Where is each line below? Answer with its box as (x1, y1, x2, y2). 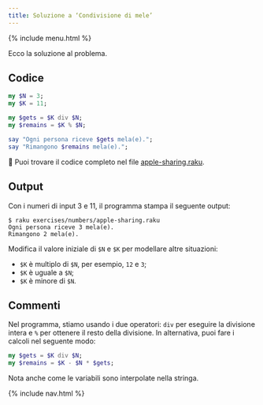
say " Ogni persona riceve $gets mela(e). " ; (8, 135, 154, 143)
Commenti (8, 298, 61, 312)
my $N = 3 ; (8, 92, 44, 100)
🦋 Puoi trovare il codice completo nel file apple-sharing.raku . (8, 157, 205, 167)
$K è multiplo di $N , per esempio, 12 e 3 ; (19, 259, 147, 268)
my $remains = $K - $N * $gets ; (8, 359, 114, 367)
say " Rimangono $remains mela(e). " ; (8, 143, 128, 151)
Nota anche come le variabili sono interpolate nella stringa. (8, 373, 199, 383)
